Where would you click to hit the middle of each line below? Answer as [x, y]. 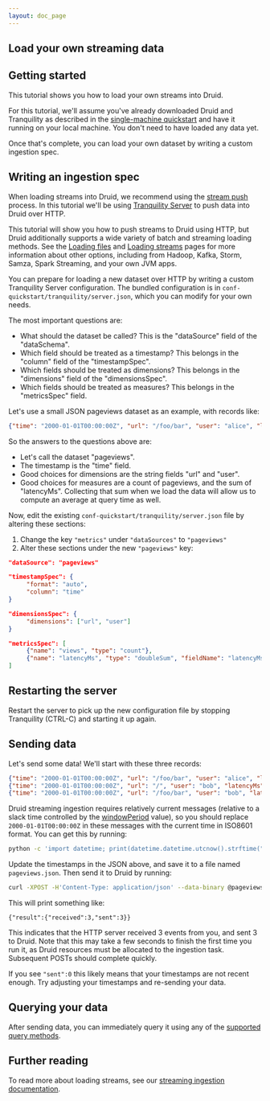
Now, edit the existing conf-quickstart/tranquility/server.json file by [127, 515]
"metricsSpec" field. [53, 396]
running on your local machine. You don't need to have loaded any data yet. [134, 127]
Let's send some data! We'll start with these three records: [105, 763]
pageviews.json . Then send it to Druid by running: [90, 873]
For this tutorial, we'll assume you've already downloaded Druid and [121, 110]
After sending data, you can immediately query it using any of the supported [135, 1027]
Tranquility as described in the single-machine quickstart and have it [122, 119]
